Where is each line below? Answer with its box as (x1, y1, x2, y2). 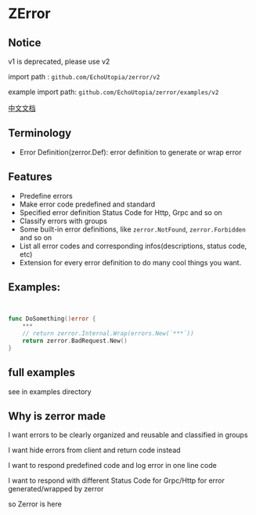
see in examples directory (8, 386, 92, 396)
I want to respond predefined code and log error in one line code (8, 461, 217, 470)
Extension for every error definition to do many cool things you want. (19, 257, 242, 267)
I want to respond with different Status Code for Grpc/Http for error (8, 476, 225, 485)
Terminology (8, 126, 72, 140)
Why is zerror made (8, 410, 106, 423)
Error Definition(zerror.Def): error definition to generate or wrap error (19, 147, 242, 157)
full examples (8, 366, 76, 379)
